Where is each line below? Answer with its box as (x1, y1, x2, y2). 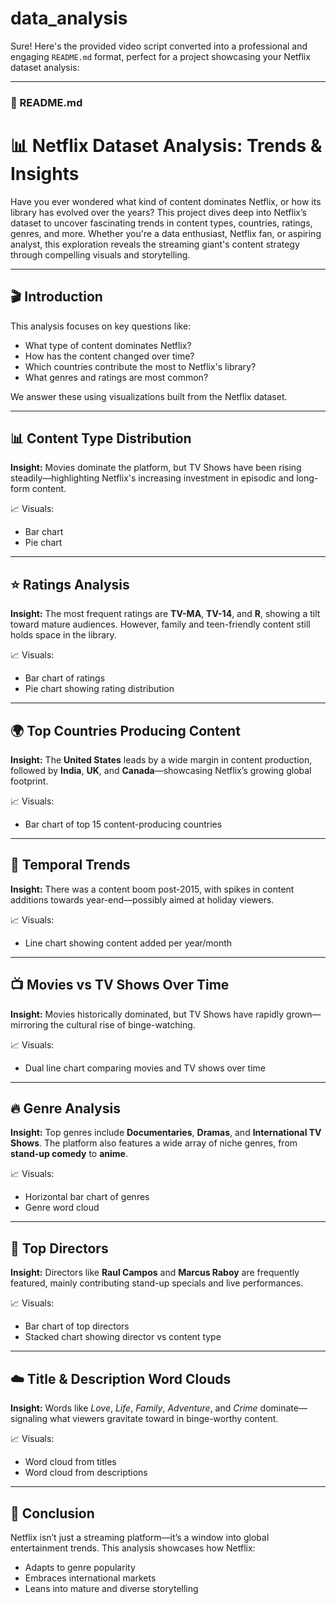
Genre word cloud (24, 1202, 100, 1214)
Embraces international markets (24, 1572, 157, 1584)
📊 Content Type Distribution (10, 430, 192, 447)
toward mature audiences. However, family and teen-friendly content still (10, 618, 311, 631)
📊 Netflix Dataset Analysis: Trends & (10, 135, 323, 157)
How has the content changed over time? (24, 350, 195, 362)
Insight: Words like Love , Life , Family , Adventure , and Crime (10, 1402, 258, 1414)
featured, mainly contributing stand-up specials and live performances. (10, 1277, 304, 1289)
